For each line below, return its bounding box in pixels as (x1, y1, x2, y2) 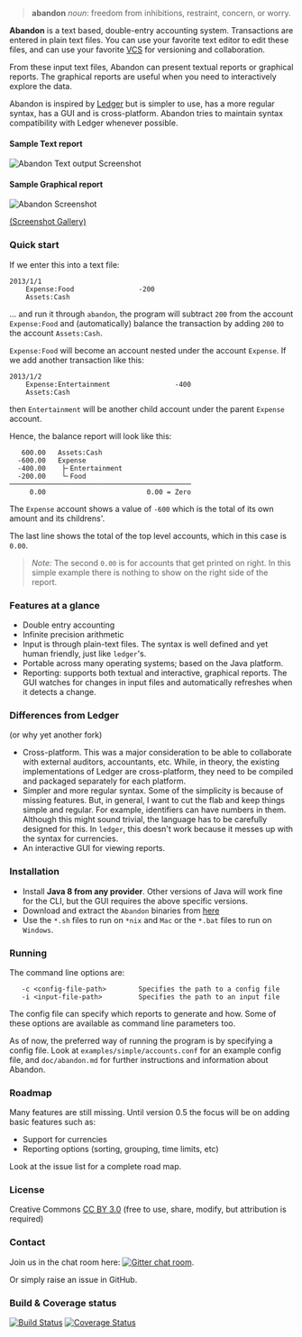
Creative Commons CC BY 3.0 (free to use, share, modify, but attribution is (9, 1204, 287, 1215)
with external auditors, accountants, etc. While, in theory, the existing (22, 756, 280, 767)
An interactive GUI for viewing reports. (22, 843, 165, 854)
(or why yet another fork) (9, 729, 103, 740)
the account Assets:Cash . (9, 327, 104, 338)
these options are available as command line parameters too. (9, 1018, 236, 1029)
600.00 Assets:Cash (21, 448, 103, 457)
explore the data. (9, 81, 72, 91)
